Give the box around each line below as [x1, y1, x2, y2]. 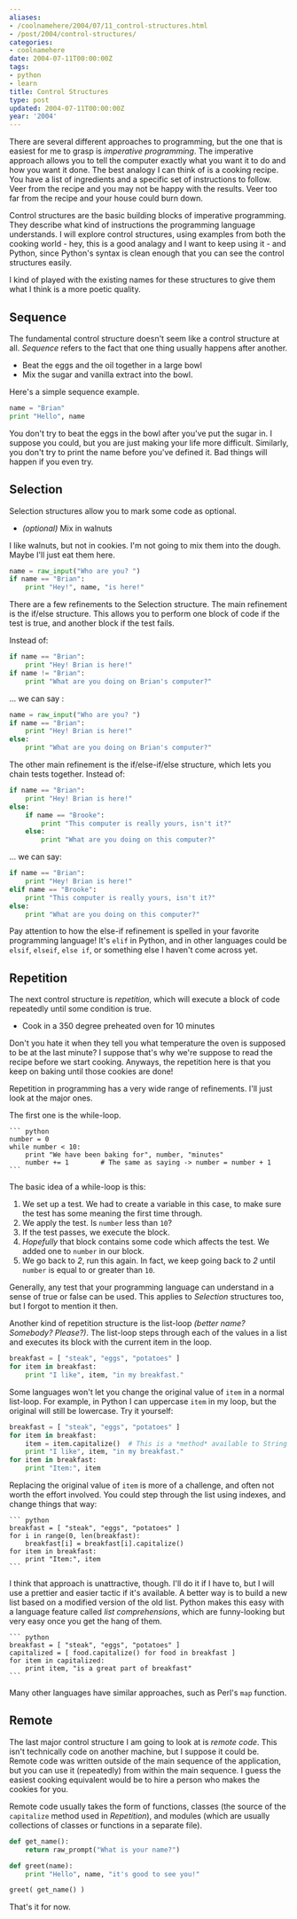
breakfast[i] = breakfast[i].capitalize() [25, 1539, 184, 1549]
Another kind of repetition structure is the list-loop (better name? [9, 1318, 246, 1329]
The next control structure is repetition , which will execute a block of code [9, 994, 281, 1005]
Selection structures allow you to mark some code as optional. [9, 505, 237, 516]
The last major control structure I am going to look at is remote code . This [9, 1736, 277, 1747]
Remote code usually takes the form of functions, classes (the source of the [9, 1801, 286, 1812]
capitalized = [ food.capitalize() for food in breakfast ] [9, 1648, 237, 1658]
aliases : [9, 12, 42, 22]
